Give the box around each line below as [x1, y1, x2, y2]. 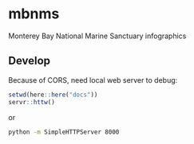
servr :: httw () [8, 98, 56, 106]
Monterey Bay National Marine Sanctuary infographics [8, 31, 187, 41]
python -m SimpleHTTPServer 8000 [8, 128, 120, 136]
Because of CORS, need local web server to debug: [8, 75, 178, 84]
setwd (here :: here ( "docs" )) [8, 91, 98, 99]
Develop [8, 54, 50, 68]
